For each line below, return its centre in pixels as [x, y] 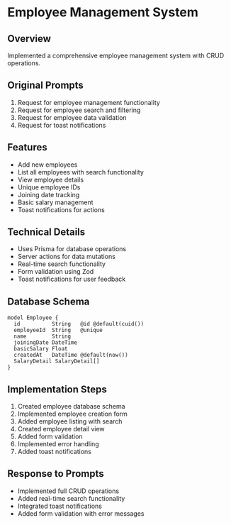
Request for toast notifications [62, 125]
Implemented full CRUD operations [68, 491]
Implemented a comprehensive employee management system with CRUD [116, 55]
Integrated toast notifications [60, 506]
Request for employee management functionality [89, 102]
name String [43, 337]
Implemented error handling [58, 444]
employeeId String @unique [58, 331]
